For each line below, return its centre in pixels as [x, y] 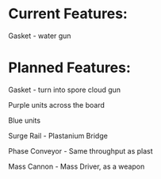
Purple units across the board [57, 105]
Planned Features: [69, 68]
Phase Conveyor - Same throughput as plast [80, 150]
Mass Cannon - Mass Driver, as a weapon [77, 166]
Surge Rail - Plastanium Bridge [58, 135]
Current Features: [68, 14]
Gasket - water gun [40, 36]
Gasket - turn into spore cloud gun [65, 89]
